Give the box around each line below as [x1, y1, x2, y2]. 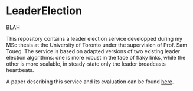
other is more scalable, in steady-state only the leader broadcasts [6, 60, 166, 67]
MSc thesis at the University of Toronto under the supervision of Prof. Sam [6, 41, 188, 48]
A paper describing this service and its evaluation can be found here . [6, 78, 174, 85]
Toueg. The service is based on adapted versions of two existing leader [6, 47, 181, 54]
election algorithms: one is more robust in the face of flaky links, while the [6, 54, 186, 61]
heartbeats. [6, 66, 34, 73]
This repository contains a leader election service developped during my [6, 35, 183, 42]
